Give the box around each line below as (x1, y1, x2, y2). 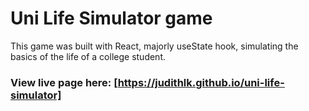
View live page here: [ (10, 75, 118, 89)
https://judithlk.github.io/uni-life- (117, 75, 285, 89)
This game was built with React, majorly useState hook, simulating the (10, 40, 299, 52)
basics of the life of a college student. (10, 50, 167, 62)
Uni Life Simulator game (10, 7, 213, 30)
